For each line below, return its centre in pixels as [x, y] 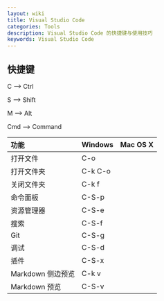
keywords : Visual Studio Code [51, 40]
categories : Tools [34, 26]
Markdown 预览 [36, 286]
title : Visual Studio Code [46, 20]
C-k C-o [96, 171]
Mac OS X [137, 144]
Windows [98, 144]
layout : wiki [26, 14]
